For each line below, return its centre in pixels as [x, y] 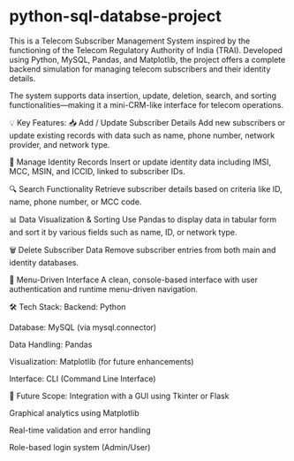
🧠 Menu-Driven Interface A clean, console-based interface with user [134, 280]
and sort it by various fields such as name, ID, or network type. [123, 232]
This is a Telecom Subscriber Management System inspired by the [130, 41]
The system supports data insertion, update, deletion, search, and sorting [143, 96]
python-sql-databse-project [116, 16]
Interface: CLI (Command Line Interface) [83, 379]
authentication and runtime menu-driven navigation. [104, 288]
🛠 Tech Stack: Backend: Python [68, 306]
